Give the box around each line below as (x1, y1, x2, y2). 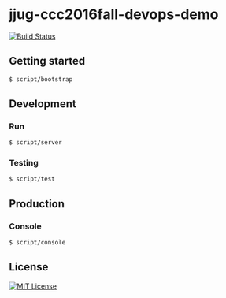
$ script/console (9, 239, 66, 247)
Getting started (9, 54, 86, 68)
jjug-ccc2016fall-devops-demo (9, 6, 219, 24)
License (9, 260, 49, 274)
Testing (9, 158, 39, 169)
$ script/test (9, 175, 56, 183)
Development (9, 97, 77, 111)
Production (9, 197, 65, 210)
